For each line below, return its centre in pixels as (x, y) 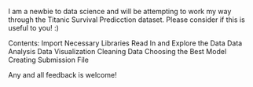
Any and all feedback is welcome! (62, 75)
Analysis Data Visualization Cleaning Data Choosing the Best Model (117, 51)
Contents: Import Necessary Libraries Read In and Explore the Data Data (125, 43)
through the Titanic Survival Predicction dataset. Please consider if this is (126, 20)
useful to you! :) (33, 28)
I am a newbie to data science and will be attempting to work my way (120, 11)
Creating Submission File (48, 60)
